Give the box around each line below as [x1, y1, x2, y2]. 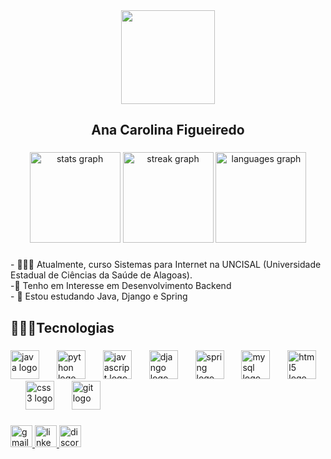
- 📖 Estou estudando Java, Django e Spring [10, 290, 188, 303]
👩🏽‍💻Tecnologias [10, 319, 115, 336]
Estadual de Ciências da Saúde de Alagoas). [10, 269, 193, 281]
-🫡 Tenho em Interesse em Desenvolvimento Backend [10, 280, 232, 292]
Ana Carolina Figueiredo [91, 122, 245, 139]
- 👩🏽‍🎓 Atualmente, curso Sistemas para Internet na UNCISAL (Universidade [10, 259, 322, 271]
